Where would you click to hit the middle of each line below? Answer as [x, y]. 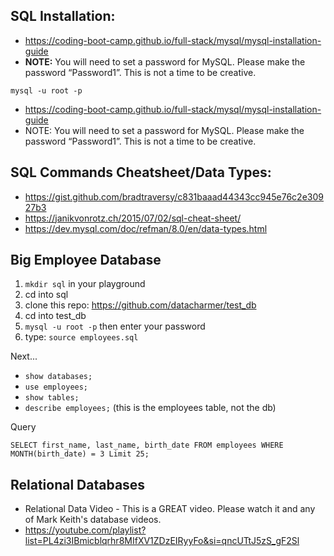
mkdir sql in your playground [85, 284]
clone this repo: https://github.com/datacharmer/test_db [140, 305]
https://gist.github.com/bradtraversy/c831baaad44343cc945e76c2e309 [174, 196]
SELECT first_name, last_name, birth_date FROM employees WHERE [147, 445]
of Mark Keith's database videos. [93, 520]
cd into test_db [55, 316]
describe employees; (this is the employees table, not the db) [150, 408]
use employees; [56, 387]
